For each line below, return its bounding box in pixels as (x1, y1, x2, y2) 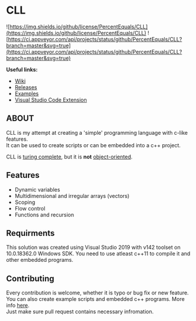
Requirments (6, 228, 55, 238)
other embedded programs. (6, 257, 74, 264)
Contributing (6, 273, 54, 284)
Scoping (14, 199, 36, 206)
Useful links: (6, 66, 38, 73)
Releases (14, 83, 37, 90)
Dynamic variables (14, 186, 60, 193)
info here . (6, 302, 30, 309)
